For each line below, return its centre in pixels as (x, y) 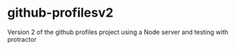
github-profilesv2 (61, 13)
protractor (22, 39)
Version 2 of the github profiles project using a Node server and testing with (118, 32)
